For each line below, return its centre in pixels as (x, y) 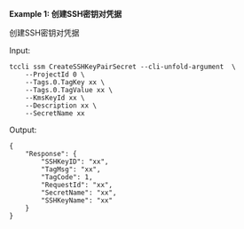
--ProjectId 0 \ (55, 75)
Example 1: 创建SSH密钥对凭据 (66, 14)
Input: (20, 51)
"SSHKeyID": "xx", (75, 162)
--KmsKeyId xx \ (55, 98)
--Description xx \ (61, 106)
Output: (23, 130)
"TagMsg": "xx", (71, 170)
